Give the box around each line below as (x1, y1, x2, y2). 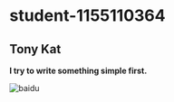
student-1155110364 (9, 5, 166, 26)
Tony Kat (9, 42, 62, 57)
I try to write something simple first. (9, 65, 148, 76)
